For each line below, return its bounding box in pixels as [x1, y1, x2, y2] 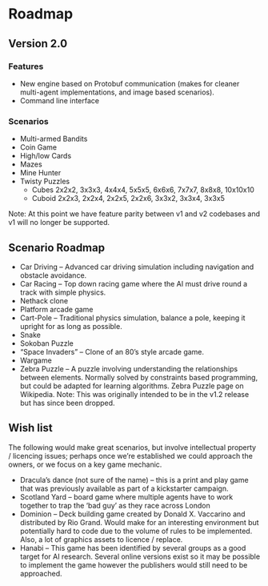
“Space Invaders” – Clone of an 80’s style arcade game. [19, 347, 205, 356]
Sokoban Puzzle [19, 338, 74, 348]
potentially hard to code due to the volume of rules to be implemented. [19, 526, 253, 536]
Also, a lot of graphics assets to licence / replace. [19, 534, 183, 544]
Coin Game [19, 142, 58, 152]
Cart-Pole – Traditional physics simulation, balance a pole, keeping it [19, 313, 246, 323]
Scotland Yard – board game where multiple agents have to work [19, 492, 234, 501]
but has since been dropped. [19, 398, 115, 407]
